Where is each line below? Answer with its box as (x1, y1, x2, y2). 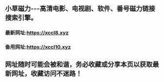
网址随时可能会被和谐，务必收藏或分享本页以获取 (5, 60, 153, 68)
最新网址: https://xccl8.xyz (5, 30, 69, 36)
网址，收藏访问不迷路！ (11, 69, 82, 78)
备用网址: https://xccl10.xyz (5, 44, 71, 50)
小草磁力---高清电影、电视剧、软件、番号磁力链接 (5, 4, 155, 13)
